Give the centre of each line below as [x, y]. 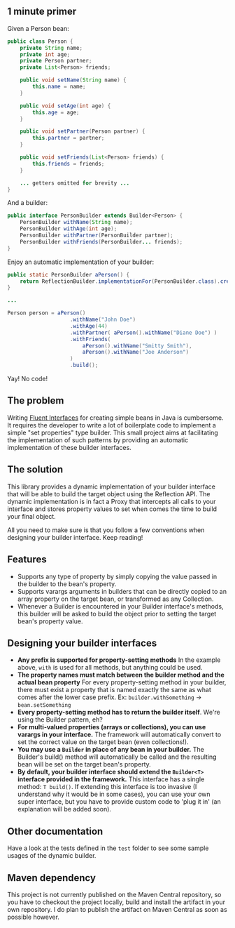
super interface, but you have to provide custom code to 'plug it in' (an [119, 802]
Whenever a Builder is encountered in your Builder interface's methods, [120, 606]
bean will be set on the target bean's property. [84, 764]
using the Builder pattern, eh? [60, 720]
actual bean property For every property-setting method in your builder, [122, 682]
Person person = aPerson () [47, 313]
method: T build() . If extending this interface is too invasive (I [107, 787]
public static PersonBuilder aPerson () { [69, 274]
